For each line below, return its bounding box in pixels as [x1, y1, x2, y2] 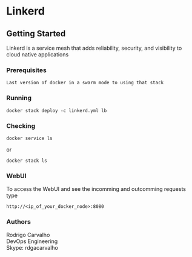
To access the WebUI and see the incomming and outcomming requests [6, 185, 187, 193]
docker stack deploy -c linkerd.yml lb [6, 107, 107, 113]
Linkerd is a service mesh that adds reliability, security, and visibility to [6, 44, 182, 52]
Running [6, 94, 32, 102]
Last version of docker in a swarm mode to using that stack [6, 80, 164, 86]
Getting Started [6, 28, 66, 39]
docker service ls [6, 135, 53, 141]
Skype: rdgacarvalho [6, 244, 59, 252]
